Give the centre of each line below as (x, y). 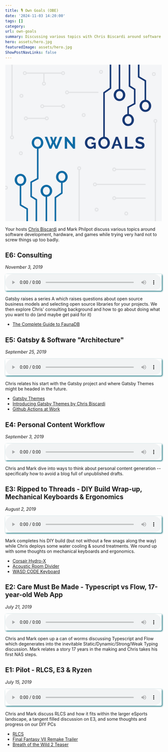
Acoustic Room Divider (36, 566)
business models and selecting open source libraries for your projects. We (81, 304)
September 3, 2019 (25, 437)
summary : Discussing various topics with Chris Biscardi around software (83, 37)
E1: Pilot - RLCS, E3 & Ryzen (48, 670)
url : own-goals (21, 32)
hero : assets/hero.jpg (29, 42)
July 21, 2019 (19, 607)
